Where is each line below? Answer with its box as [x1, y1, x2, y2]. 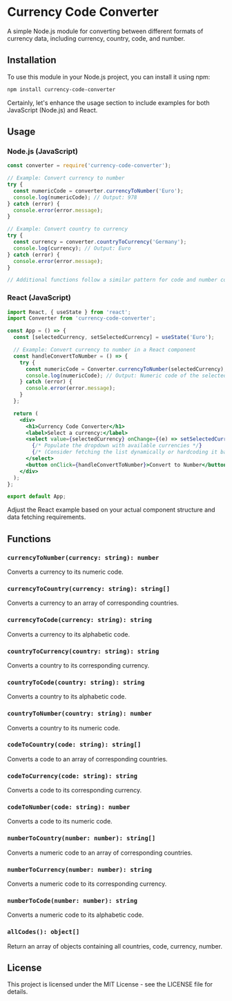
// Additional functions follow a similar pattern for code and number [7, 277, 217, 284]
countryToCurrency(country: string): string [7, 647, 159, 655]
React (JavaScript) [7, 293, 71, 302]
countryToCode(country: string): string [7, 678, 145, 686]
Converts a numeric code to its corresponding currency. [7, 879, 167, 888]
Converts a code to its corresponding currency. [7, 786, 142, 795]
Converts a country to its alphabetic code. [7, 692, 127, 701]
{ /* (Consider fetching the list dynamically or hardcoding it [32, 449, 217, 456]
